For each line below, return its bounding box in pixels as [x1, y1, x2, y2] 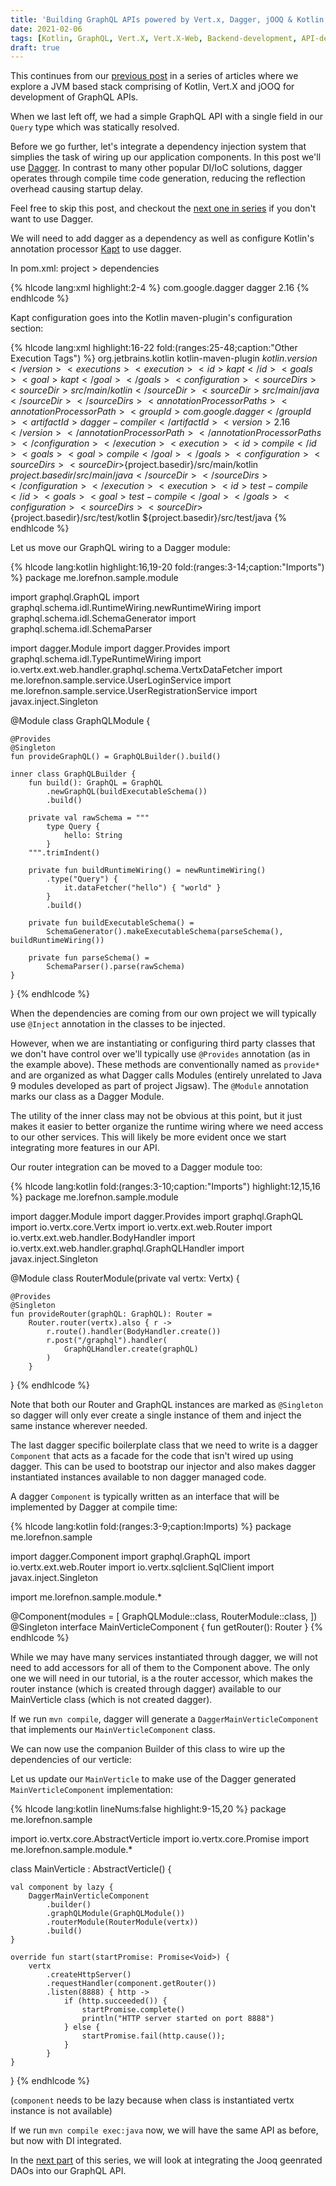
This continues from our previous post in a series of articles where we [10, 70, 299, 82]
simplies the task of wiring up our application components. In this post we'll [10, 151, 322, 163]
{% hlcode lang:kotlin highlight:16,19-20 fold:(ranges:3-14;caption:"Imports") [10, 561, 325, 573]
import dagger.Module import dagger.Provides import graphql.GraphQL [10, 1211, 304, 1223]
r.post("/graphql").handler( [46, 1336, 168, 1346]
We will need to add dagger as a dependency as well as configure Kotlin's [10, 232, 315, 245]
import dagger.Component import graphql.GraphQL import [10, 1551, 251, 1563]
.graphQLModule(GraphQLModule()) [46, 1909, 186, 1919]
